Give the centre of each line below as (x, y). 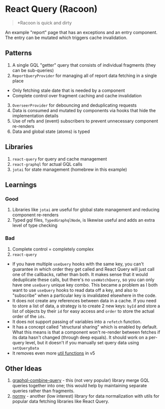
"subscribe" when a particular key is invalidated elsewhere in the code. (84, 295)
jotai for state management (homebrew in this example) (69, 169)
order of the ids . (29, 316)
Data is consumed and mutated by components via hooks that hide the (84, 110)
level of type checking (35, 225)
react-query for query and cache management (60, 159)
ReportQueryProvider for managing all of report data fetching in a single (84, 76)
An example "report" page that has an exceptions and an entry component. (81, 32)
